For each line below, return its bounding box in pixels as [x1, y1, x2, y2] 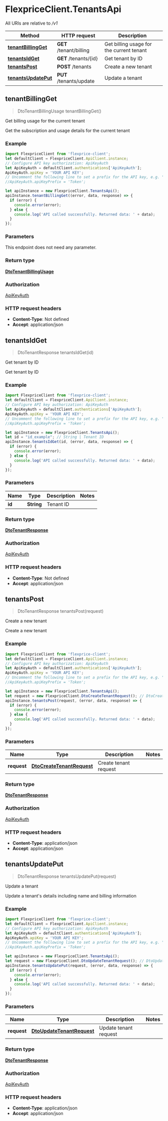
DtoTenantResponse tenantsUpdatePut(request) [17, 873, 116, 879]
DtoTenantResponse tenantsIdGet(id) [17, 350, 94, 356]
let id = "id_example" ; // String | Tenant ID [5, 434, 104, 440]
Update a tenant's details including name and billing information [5, 892, 136, 899]
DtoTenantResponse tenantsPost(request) [17, 608, 104, 614]
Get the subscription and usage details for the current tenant [5, 127, 130, 134]
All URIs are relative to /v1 [5, 20, 58, 26]
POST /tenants [56, 63, 91, 70]
